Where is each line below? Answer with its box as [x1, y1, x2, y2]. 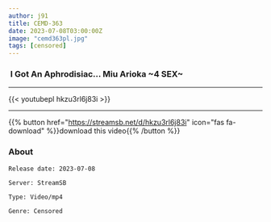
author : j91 [8, 11, 48, 20]
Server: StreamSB [8, 178, 67, 186]
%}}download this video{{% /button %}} [46, 126, 181, 136]
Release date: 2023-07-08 [8, 165, 95, 173]
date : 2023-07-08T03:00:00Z [8, 27, 103, 35]
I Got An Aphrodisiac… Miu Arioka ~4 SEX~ [10, 69, 184, 80]
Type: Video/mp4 [8, 193, 63, 201]
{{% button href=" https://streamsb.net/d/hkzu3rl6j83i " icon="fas [8, 118, 224, 128]
